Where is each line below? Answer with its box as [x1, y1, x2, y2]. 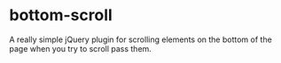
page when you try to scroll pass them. [9, 43, 152, 53]
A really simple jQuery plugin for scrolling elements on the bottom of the [9, 34, 272, 45]
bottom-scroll [9, 5, 113, 25]
